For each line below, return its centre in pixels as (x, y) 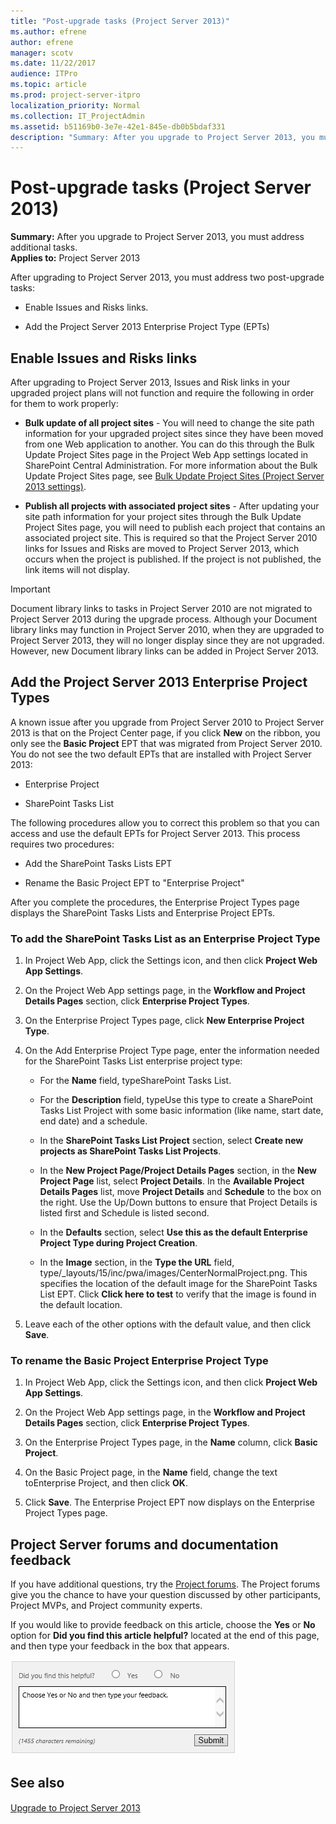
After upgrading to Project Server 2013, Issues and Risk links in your (150, 382)
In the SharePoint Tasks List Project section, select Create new (171, 1141)
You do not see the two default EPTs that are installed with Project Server (161, 754)
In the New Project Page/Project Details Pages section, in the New (178, 1171)
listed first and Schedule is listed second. (124, 1213)
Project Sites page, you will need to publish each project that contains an (175, 527)
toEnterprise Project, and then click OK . (106, 1483)
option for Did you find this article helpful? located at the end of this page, (165, 1636)
